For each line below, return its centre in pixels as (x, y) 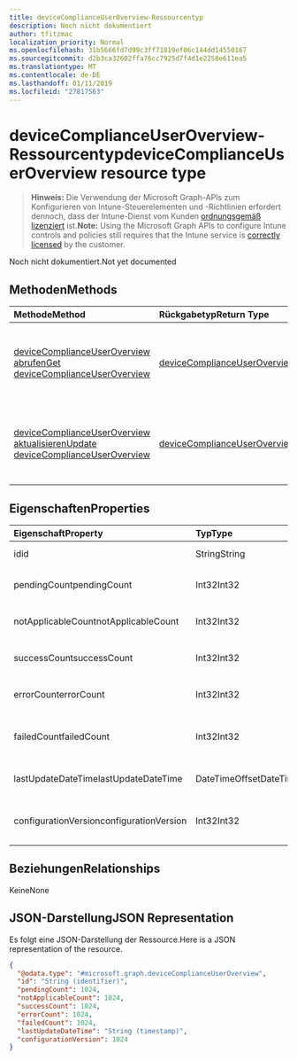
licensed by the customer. (78, 245)
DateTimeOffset (228, 779)
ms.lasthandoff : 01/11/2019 (61, 83)
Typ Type (214, 534)
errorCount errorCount (59, 695)
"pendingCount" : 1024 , (59, 990)
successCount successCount (73, 659)
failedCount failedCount (62, 737)
